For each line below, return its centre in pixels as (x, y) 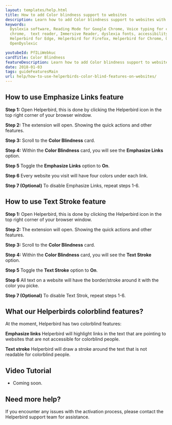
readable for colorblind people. (38, 355)
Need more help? (33, 399)
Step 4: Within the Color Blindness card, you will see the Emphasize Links (84, 150)
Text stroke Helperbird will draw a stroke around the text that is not (76, 349)
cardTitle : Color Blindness (35, 57)
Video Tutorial (28, 370)
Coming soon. (27, 383)
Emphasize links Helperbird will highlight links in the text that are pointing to (86, 334)
